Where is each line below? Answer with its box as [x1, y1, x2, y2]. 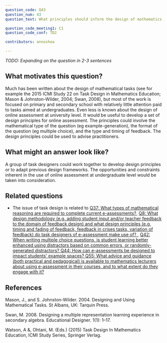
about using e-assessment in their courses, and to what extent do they [12, 264, 158, 270]
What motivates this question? [5, 72, 103, 81]
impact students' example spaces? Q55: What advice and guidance [12, 253, 151, 259]
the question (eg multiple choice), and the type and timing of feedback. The [5, 128, 161, 134]
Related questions [5, 192, 63, 201]
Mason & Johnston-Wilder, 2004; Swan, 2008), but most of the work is [5, 96, 151, 102]
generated [12, 248, 34, 254]
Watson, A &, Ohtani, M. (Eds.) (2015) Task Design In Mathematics [5, 327, 141, 333]
